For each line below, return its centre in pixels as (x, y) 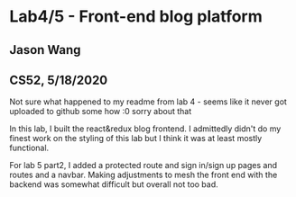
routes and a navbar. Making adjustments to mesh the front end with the (143, 175)
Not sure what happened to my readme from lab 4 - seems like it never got (148, 102)
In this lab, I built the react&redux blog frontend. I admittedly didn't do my (145, 129)
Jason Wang (45, 50)
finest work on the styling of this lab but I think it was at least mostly (136, 139)
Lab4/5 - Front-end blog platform (136, 17)
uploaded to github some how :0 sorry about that (101, 112)
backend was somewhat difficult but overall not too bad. (114, 184)
